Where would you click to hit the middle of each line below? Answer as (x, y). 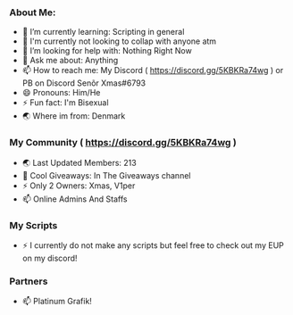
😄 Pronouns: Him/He (61, 93)
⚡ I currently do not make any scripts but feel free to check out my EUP (153, 245)
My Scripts (33, 225)
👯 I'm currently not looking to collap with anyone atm (119, 41)
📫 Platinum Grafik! (57, 302)
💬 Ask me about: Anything (70, 61)
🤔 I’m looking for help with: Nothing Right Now (107, 51)
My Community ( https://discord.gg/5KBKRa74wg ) (123, 143)
